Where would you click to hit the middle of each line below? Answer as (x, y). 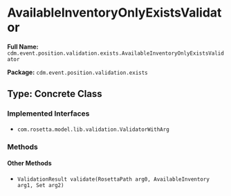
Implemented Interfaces (48, 114)
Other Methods (29, 163)
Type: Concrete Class (55, 94)
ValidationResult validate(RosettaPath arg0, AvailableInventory (113, 179)
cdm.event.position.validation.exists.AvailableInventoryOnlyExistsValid (116, 53)
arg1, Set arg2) (40, 185)
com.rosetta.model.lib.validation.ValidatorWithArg (93, 130)
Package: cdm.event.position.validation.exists (78, 72)
